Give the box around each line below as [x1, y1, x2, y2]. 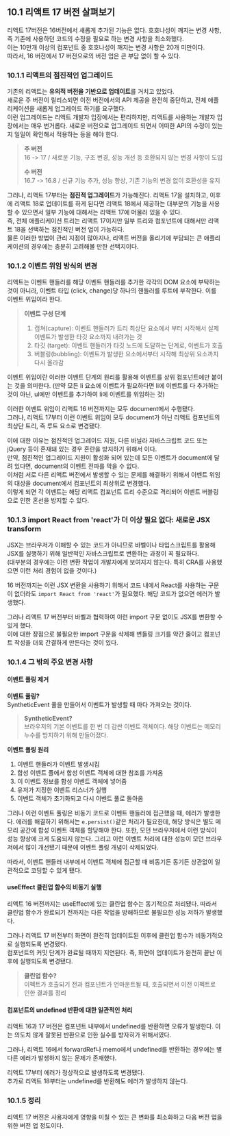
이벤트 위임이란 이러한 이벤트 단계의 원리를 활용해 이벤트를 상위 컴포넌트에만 [7, 373, 210, 382]
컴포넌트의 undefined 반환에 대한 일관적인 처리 [7, 1006, 133, 1014]
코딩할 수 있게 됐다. [30, 866, 82, 874]
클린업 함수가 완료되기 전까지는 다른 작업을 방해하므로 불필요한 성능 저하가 [7, 909, 205, 917]
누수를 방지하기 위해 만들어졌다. [23, 730, 108, 739]
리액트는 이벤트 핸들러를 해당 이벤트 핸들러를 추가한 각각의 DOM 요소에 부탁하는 [7, 278, 220, 286]
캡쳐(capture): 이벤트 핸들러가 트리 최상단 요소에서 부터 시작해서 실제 [34, 324, 219, 332]
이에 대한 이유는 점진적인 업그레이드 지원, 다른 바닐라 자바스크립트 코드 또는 [7, 436, 208, 445]
